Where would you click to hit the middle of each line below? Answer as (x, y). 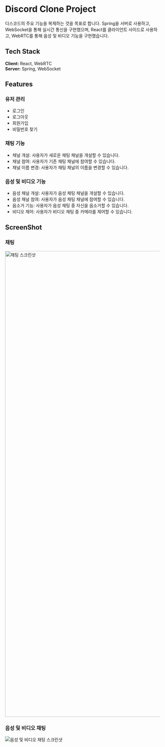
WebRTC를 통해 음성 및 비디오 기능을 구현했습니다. (60, 36)
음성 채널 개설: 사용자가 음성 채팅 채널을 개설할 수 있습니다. (69, 193)
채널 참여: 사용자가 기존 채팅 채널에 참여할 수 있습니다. (64, 161)
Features (19, 84)
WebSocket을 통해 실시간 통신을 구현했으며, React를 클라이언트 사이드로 (75, 29)
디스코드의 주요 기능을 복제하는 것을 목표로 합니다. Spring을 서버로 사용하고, (78, 23)
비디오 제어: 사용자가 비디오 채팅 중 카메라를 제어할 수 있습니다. (72, 212)
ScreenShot (24, 227)
